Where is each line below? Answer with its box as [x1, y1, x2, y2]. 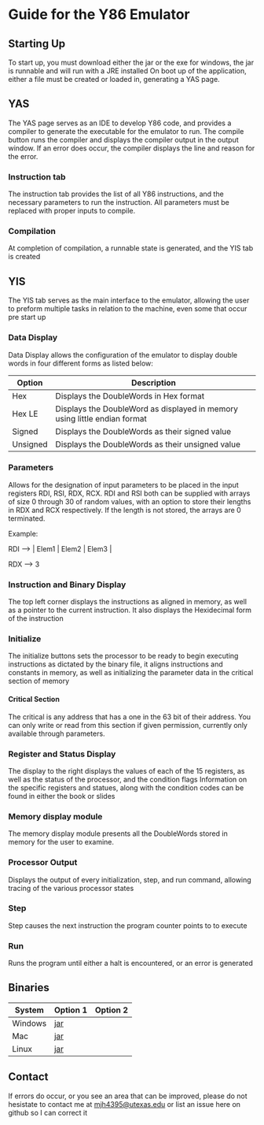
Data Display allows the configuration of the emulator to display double [8, 350, 238, 359]
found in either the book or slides [8, 791, 115, 800]
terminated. [8, 514, 46, 523]
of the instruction [8, 614, 64, 623]
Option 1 [53, 1004, 88, 1015]
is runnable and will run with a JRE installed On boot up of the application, [8, 66, 247, 76]
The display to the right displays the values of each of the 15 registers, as [8, 766, 245, 775]
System [14, 1004, 45, 1015]
